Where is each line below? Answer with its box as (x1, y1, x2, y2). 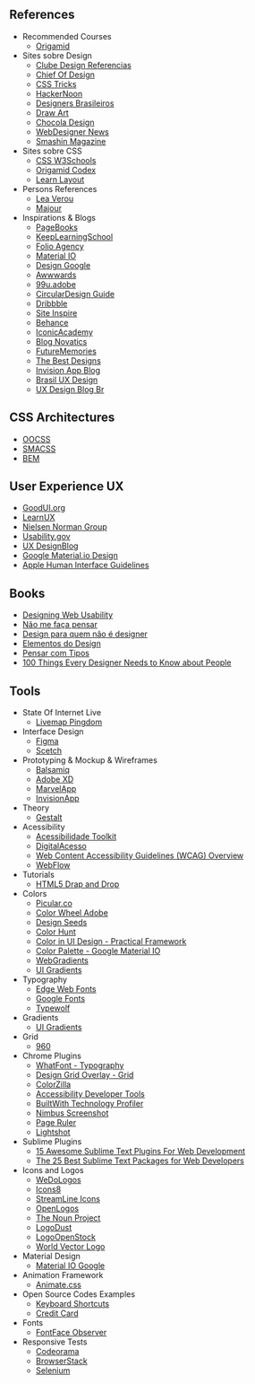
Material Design (21, 1251, 81, 1262)
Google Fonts (35, 994, 86, 1004)
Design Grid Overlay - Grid (35, 1070, 134, 1081)
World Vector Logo (35, 1241, 106, 1252)
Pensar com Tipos (21, 648, 89, 659)
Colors (21, 889, 47, 899)
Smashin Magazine (35, 136, 106, 146)
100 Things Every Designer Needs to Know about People (21, 657, 232, 668)
